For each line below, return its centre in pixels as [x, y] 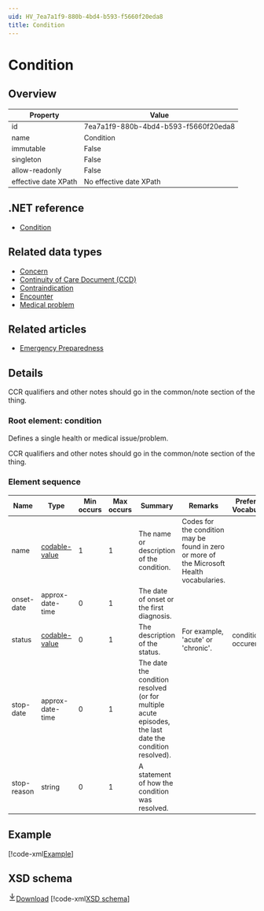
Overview [33, 94]
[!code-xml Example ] [41, 853]
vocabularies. [203, 580]
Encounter [36, 296]
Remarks [203, 505]
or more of [199, 555]
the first [151, 608]
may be [194, 538]
